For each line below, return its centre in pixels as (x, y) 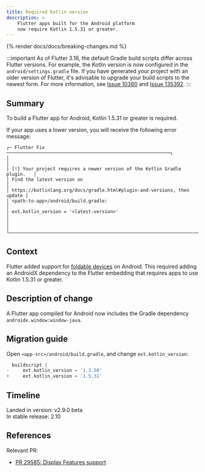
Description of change (50, 299)
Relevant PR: (22, 450)
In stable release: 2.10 (34, 416)
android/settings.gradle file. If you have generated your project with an (97, 71)
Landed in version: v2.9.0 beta (45, 410)
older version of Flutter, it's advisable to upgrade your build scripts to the (98, 78)
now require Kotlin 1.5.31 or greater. (68, 29)
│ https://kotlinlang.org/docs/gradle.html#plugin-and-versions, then (98, 191)
